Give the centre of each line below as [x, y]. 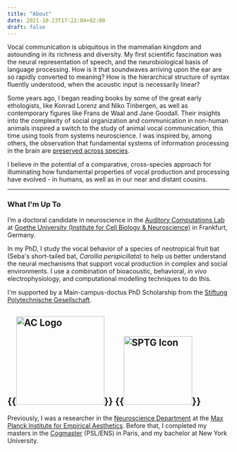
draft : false [26, 27]
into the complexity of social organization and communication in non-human [118, 121]
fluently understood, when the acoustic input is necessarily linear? [104, 85]
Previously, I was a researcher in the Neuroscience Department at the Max [115, 418]
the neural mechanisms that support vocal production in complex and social [117, 263]
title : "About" [30, 14]
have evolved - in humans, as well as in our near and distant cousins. [108, 179]
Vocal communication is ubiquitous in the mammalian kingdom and [104, 47]
